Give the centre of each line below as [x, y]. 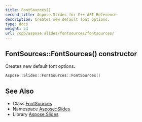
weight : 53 [17, 29]
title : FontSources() [28, 10]
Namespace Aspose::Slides [41, 109]
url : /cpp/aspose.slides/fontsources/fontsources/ [60, 33]
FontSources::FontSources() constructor [71, 54]
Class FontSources [32, 103]
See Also [20, 91]
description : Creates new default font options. [58, 19]
